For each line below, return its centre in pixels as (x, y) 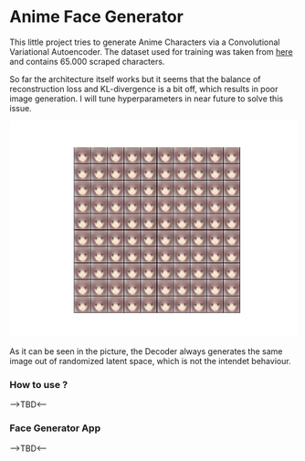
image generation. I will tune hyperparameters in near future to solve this (147, 99)
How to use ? (39, 384)
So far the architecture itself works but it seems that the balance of (136, 79)
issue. (21, 108)
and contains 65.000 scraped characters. (87, 61)
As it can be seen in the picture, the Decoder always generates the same (146, 351)
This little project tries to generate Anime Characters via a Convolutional (145, 42)
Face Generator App (55, 428)
